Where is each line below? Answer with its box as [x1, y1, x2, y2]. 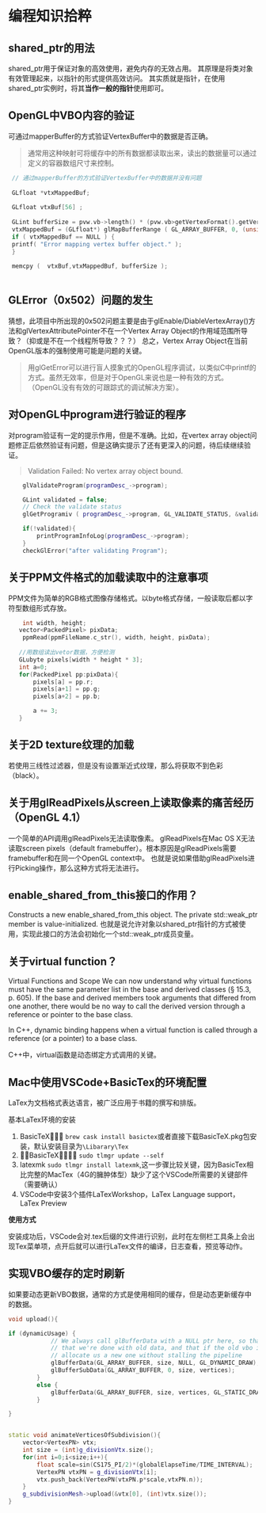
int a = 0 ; [18, 663, 47, 671]
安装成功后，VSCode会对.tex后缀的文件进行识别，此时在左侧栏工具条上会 [8, 1231, 248, 1241]
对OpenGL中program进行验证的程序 [8, 408, 186, 421]
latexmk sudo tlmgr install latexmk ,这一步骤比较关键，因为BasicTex [19, 1160, 247, 1169]
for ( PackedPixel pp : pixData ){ [18, 670, 119, 678]
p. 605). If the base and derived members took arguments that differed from [8, 993, 256, 1003]
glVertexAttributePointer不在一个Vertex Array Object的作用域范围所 [21, 326, 241, 335]
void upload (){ [8, 1315, 59, 1323]
